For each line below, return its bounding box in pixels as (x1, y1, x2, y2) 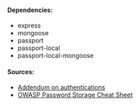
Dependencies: (7, 6, 53, 14)
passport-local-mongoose (17, 52, 94, 60)
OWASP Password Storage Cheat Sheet (17, 90, 133, 99)
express (17, 21, 41, 30)
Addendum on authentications (17, 83, 106, 92)
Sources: (7, 67, 34, 76)
